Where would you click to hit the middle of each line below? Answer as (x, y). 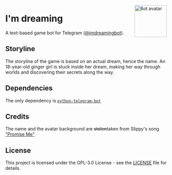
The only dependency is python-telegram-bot (53, 100)
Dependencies (29, 88)
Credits (17, 116)
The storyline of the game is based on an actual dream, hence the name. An (85, 61)
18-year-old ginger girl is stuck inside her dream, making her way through (83, 67)
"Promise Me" (20, 134)
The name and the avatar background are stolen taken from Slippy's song (82, 129)
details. (13, 168)
